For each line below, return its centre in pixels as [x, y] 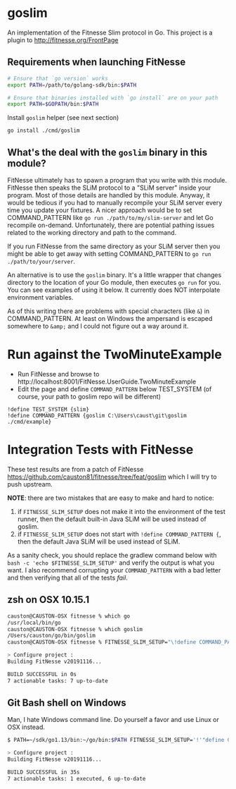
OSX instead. [26, 727]
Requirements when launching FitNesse [97, 62]
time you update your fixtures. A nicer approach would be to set [100, 210]
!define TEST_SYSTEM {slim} [48, 410]
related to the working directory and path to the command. [92, 233]
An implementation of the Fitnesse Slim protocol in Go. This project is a [110, 32]
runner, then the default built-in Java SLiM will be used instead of [112, 519]
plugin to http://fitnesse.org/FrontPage [63, 39]
